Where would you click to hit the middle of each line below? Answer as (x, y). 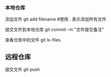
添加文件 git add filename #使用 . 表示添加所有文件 (56, 19)
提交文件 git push (22, 70)
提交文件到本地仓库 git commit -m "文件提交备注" (55, 30)
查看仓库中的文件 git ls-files (33, 40)
